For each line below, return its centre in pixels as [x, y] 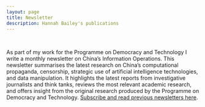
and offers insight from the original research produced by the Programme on [103, 91]
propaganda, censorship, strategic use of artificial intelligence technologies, [102, 72]
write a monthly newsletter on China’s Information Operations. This [90, 59]
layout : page [23, 12]
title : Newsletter [30, 18]
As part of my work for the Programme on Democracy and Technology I [97, 52]
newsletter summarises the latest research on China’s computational [92, 65]
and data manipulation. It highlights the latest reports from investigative [96, 78]
